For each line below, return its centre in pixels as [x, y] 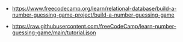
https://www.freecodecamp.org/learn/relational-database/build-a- [94, 9]
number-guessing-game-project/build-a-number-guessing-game [93, 15]
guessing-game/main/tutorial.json [54, 33]
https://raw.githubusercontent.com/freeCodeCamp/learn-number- [94, 26]
